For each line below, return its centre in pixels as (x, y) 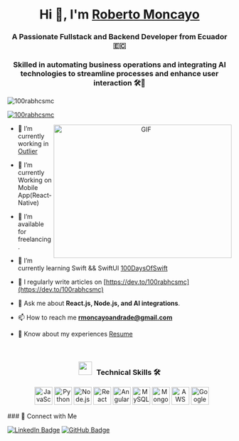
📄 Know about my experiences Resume (75, 334)
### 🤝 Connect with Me (42, 416)
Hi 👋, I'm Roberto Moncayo (119, 15)
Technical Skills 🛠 (128, 373)
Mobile (28, 188)
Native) (28, 203)
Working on (34, 180)
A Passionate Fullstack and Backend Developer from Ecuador (119, 37)
